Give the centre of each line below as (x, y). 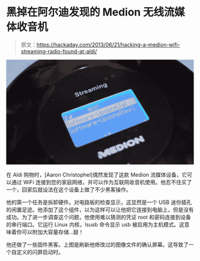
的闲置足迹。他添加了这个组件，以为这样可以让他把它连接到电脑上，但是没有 (100, 210)
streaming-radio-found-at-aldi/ (59, 51)
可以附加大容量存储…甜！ (53, 232)
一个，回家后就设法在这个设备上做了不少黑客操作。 (69, 190)
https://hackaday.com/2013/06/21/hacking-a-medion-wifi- (108, 45)
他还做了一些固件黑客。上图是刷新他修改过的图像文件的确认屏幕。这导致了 (97, 245)
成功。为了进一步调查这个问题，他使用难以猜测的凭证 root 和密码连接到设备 (99, 217)
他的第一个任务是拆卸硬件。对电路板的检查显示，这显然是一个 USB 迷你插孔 (99, 202)
